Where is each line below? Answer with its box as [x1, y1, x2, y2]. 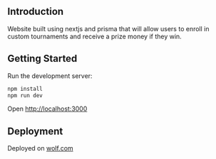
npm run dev [7, 92, 43, 99]
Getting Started [7, 53, 78, 65]
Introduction [7, 6, 64, 18]
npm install [7, 85, 43, 92]
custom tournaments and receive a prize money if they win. [7, 32, 182, 40]
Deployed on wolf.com [7, 144, 73, 153]
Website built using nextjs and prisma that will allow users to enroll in [7, 24, 210, 33]
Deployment [7, 125, 63, 137]
